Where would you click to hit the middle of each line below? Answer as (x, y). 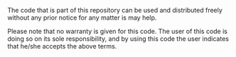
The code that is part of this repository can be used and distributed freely (115, 10)
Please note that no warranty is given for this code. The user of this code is (117, 31)
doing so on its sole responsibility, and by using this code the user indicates (118, 39)
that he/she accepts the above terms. (62, 46)
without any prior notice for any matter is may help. (82, 18)
